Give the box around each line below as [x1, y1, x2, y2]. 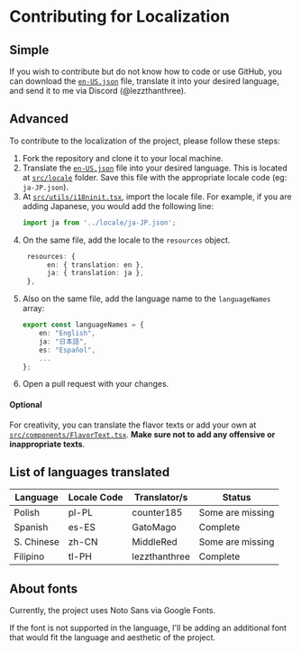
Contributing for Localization [9, 6, 231, 27]
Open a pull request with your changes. [22, 379, 169, 390]
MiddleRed [132, 536, 178, 548]
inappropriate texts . [9, 438, 86, 449]
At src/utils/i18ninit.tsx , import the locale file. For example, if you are [22, 191, 292, 202]
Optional [9, 399, 42, 410]
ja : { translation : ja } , [46, 269, 144, 278]
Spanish [14, 521, 49, 534]
